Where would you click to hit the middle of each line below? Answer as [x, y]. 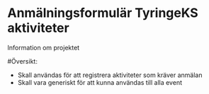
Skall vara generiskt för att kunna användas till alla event [100, 82]
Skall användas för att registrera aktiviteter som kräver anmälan [110, 75]
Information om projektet [44, 47]
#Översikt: [22, 61]
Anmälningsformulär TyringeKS [103, 13]
